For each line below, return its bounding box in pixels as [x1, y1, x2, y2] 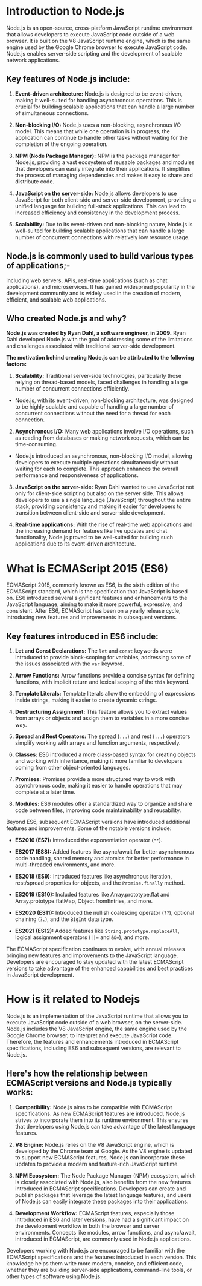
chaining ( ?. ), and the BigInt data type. [14, 915, 113, 923]
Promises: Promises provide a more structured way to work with [14, 776, 176, 783]
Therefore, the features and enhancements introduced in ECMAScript [6, 1038, 179, 1046]
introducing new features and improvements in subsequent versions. [6, 613, 177, 621]
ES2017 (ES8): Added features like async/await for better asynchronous [14, 848, 194, 856]
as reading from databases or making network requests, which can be [14, 434, 190, 441]
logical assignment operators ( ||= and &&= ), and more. [14, 934, 150, 941]
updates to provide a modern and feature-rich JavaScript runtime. [14, 1160, 179, 1167]
